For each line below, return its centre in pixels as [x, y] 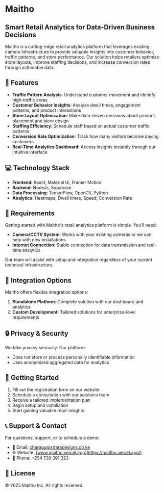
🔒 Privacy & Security [37, 333]
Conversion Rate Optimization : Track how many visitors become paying [85, 136]
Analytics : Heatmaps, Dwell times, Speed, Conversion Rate [72, 198]
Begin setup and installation [40, 405]
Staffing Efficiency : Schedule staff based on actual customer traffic [81, 126]
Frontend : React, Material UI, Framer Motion [57, 182]
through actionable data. [30, 67]
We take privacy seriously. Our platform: [46, 348]
